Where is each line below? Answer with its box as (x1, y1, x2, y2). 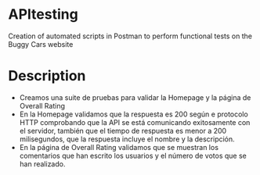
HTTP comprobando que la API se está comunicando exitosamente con (19, 117, 251, 127)
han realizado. (19, 159, 66, 169)
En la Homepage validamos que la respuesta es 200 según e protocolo (19, 109, 248, 119)
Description (8, 67, 86, 85)
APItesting (8, 5, 78, 23)
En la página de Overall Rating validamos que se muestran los (19, 142, 219, 152)
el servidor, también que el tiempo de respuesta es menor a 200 (19, 126, 227, 135)
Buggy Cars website (8, 39, 74, 48)
